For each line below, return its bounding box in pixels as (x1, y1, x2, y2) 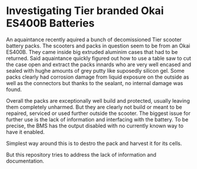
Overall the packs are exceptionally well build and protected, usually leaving (6, 97, 190, 104)
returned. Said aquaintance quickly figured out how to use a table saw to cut (6, 55, 191, 62)
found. (6, 86, 22, 93)
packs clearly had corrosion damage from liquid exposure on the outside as (6, 73, 189, 80)
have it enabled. (6, 128, 45, 136)
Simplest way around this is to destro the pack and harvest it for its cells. (6, 140, 182, 147)
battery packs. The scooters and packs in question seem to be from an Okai (6, 42, 191, 49)
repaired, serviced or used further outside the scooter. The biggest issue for (6, 110, 191, 117)
